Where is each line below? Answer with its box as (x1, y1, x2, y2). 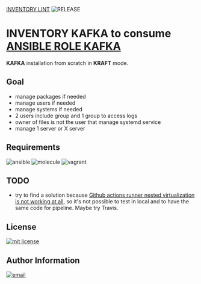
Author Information (6, 255, 80, 265)
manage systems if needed (14, 105, 82, 113)
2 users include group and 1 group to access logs (14, 112, 137, 119)
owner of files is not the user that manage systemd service (14, 118, 161, 126)
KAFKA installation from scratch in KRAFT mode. (6, 59, 129, 66)
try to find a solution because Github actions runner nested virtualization (14, 191, 195, 199)
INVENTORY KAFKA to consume (6, 27, 172, 40)
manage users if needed (14, 99, 76, 106)
